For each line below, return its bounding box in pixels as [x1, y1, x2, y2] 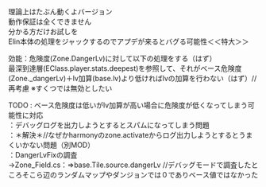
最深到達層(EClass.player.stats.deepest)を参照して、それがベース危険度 [8, 64, 242, 73]
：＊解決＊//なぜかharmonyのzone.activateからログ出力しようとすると [8, 131, 240, 139]
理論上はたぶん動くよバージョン [8, 7, 113, 16]
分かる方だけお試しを [8, 27, 78, 36]
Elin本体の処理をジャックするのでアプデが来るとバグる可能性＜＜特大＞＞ [8, 37, 249, 46]
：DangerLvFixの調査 [8, 150, 78, 159]
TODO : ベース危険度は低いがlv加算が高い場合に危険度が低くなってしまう [8, 100, 248, 110]
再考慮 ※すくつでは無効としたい [8, 84, 113, 93]
